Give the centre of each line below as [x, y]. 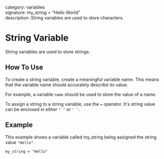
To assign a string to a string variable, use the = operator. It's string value [80, 104]
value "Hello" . [20, 142]
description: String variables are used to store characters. [64, 18]
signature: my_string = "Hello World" [43, 12]
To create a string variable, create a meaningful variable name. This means [82, 79]
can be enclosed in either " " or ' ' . [43, 109]
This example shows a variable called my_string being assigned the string [81, 137]
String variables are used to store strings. [48, 51]
